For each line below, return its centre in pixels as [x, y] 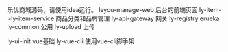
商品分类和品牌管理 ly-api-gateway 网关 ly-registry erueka [138, 18]
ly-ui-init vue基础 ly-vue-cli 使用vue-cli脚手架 [71, 41]
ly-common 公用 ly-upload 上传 [51, 27]
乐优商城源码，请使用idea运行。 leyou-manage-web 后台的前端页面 [102, 10]
